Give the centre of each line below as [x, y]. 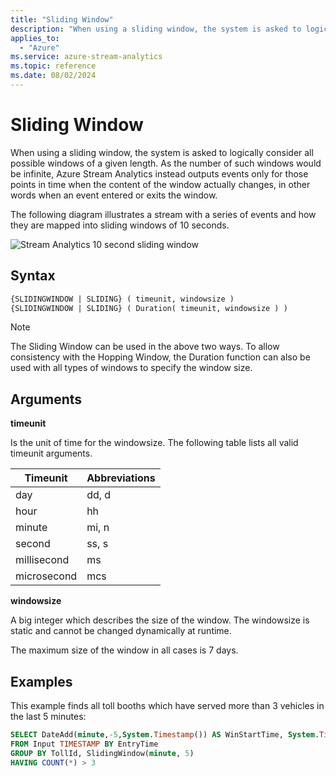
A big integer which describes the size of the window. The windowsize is [160, 620]
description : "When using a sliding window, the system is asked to [156, 29]
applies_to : [35, 38]
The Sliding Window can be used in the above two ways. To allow [145, 347]
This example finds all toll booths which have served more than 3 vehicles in [167, 705]
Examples [41, 681]
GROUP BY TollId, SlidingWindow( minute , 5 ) [102, 753]
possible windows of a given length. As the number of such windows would [166, 163]
